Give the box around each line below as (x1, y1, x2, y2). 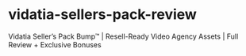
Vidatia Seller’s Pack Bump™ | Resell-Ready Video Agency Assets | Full (8, 32, 239, 41)
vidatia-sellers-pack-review (8, 6, 197, 24)
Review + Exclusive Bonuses (8, 39, 102, 49)
